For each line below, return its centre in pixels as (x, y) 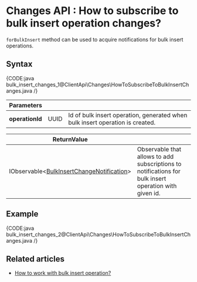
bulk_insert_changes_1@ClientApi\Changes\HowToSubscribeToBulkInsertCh (98, 84)
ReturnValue (70, 139)
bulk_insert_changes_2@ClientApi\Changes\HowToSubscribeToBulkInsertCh (98, 234)
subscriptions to (159, 164)
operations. (20, 46)
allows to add (155, 157)
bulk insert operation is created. (112, 123)
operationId (26, 118)
